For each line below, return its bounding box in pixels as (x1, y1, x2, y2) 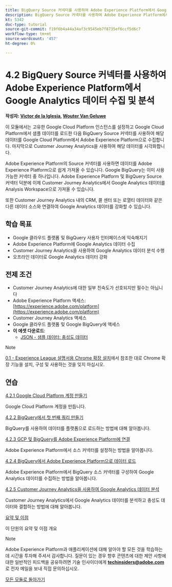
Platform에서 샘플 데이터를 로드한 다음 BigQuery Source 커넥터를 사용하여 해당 (5, 130, 164, 136)
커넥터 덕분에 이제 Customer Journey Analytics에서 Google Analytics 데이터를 (5, 179, 165, 185)
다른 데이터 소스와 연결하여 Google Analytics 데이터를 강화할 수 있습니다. (5, 203, 152, 210)
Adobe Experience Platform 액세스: (12, 297, 86, 304)
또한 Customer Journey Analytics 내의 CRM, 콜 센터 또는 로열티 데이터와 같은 (5, 197, 163, 203)
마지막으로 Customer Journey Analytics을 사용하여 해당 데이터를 (12, 143, 143, 149)
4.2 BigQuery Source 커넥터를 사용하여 (5, 69, 166, 81)
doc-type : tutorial (5, 22, 47, 27)
